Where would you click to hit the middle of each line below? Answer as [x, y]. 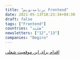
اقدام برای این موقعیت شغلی [32, 52]
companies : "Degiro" [27, 38]
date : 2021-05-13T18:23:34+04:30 [40, 14]
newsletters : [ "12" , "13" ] [32, 33]
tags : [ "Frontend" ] [26, 24]
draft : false [19, 19]
